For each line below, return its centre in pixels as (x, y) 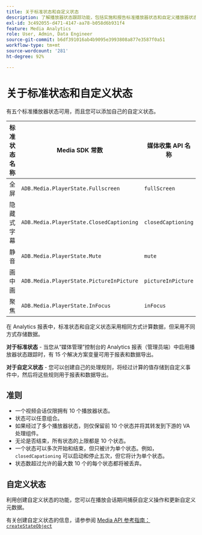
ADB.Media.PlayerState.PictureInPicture (80, 281)
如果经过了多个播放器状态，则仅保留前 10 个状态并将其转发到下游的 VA (103, 426)
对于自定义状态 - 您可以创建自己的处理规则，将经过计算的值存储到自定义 (96, 367)
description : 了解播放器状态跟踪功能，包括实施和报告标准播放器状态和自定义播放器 (98, 17)
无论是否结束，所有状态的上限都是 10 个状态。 (72, 441)
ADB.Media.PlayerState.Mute (61, 256)
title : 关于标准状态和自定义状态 (43, 12)
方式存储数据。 (25, 334)
